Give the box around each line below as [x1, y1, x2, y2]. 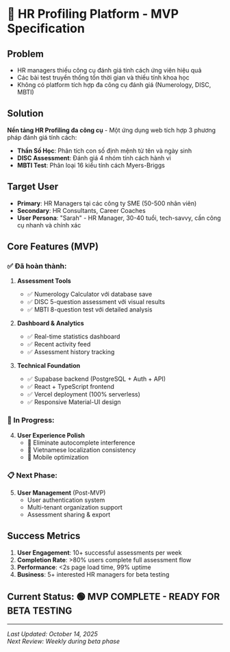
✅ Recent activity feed [27, 340, 91, 349]
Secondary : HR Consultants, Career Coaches [16, 206, 146, 214]
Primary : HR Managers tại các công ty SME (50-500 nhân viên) [16, 199, 197, 208]
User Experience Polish [16, 431, 86, 439]
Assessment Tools [16, 277, 72, 285]
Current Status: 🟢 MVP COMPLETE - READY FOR [7, 591, 220, 603]
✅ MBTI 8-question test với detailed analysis [27, 305, 153, 314]
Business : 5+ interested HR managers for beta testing [16, 570, 170, 578]
